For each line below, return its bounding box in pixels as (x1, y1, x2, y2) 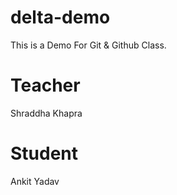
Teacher (10, 74, 81, 97)
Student (10, 142, 79, 165)
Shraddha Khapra (10, 107, 83, 119)
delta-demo (10, 6, 111, 29)
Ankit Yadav (10, 175, 60, 187)
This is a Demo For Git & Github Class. (10, 39, 167, 51)
